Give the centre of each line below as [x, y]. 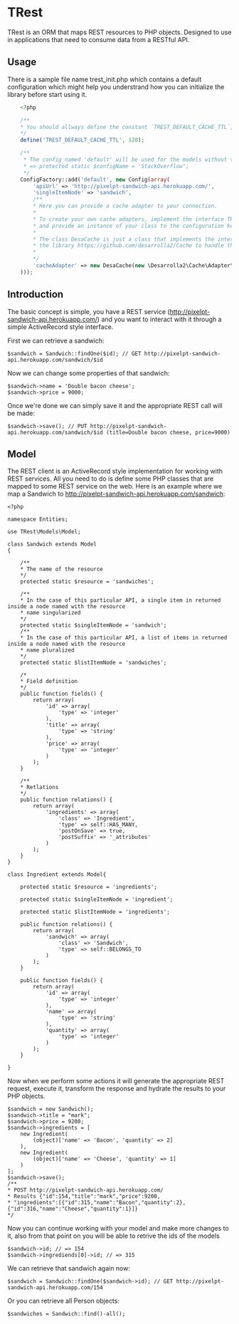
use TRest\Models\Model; [44, 532]
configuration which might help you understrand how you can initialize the [116, 87]
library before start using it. [47, 94]
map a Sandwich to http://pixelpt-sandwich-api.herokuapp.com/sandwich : [116, 494]
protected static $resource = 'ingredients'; [89, 887]
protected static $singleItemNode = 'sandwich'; [94, 625]
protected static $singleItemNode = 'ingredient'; [97, 900]
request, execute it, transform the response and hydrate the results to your [117, 1089]
